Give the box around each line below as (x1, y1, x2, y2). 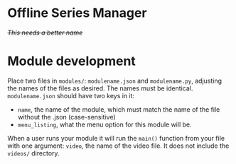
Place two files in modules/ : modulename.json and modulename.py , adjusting (7, 76, 222, 85)
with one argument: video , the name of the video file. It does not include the (7, 141, 230, 150)
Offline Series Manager (7, 5, 147, 21)
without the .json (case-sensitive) (17, 112, 116, 121)
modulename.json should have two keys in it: (7, 91, 135, 100)
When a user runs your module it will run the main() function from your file (7, 134, 225, 142)
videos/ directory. (7, 148, 60, 157)
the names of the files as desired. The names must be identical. (7, 83, 193, 93)
